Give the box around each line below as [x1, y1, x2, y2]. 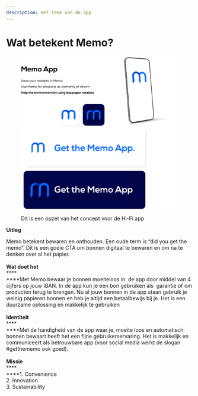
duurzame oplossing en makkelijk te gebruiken [6, 301, 120, 309]
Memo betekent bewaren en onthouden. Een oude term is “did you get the [6, 238, 187, 245]
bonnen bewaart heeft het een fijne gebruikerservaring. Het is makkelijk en [6, 333, 189, 340]
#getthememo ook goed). [6, 345, 69, 353]
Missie [6, 358, 23, 365]
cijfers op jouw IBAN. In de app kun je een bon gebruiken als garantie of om [6, 282, 193, 290]
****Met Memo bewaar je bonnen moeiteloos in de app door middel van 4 [6, 276, 191, 283]
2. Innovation [6, 377, 39, 384]
